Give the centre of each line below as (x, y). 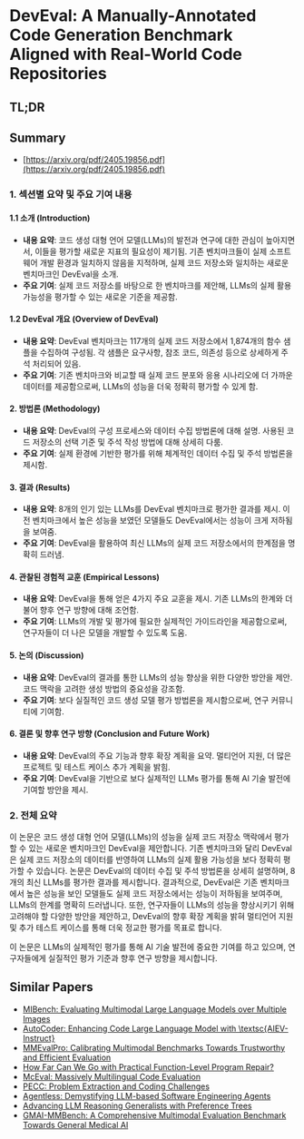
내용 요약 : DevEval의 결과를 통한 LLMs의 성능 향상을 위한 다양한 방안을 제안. (157, 677)
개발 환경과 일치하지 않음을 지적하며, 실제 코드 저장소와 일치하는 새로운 (164, 262)
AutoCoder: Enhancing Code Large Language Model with (129, 1028)
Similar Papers (51, 987)
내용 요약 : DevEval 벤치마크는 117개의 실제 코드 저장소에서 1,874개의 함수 (152, 340)
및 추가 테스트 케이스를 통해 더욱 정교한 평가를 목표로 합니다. (116, 928)
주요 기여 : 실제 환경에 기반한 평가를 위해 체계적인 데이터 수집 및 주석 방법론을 (157, 453)
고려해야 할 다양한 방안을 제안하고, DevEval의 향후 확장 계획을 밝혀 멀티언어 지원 (152, 917)
